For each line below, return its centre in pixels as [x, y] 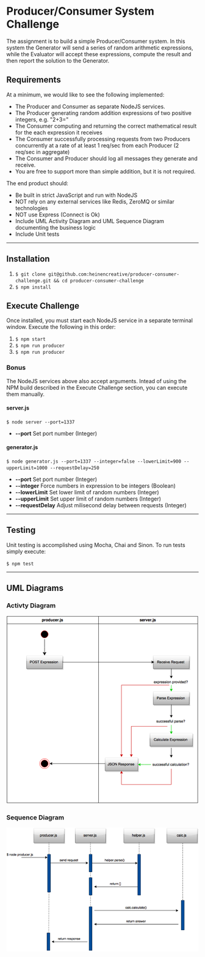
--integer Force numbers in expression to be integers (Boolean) [95, 486]
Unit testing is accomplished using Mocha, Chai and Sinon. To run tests [96, 544]
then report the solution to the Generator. [58, 61]
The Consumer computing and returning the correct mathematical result [106, 126]
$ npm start [30, 339]
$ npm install [33, 287]
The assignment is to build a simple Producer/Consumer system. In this [96, 41]
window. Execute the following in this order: [61, 327]
